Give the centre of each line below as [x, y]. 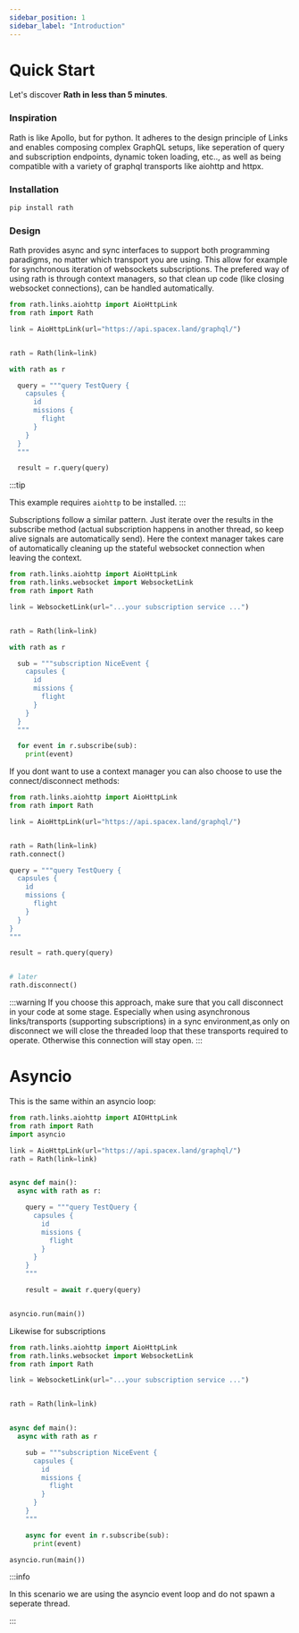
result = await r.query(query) [83, 1290]
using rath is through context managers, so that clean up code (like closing [147, 279]
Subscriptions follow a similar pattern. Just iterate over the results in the [141, 520]
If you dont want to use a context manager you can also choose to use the [146, 771]
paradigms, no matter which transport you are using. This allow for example [149, 259]
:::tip [17, 485]
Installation [34, 189]
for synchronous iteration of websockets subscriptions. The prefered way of [149, 269]
